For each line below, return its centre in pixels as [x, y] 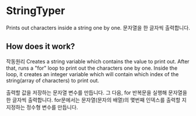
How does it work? [41, 47]
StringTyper [36, 11]
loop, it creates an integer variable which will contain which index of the [92, 74]
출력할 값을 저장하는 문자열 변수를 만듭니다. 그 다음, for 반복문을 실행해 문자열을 [97, 93]
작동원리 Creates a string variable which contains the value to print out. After [98, 61]
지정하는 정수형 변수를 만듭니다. [42, 107]
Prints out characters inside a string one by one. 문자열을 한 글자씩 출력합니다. [98, 28]
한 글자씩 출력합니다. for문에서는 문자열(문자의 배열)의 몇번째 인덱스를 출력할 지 [97, 100]
